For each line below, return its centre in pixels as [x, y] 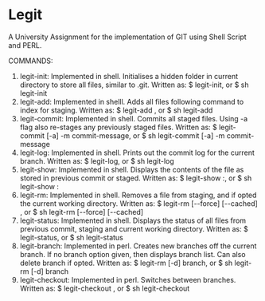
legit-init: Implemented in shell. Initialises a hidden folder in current [129, 76]
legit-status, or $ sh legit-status [71, 237]
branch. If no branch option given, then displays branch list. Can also [132, 254]
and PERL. [25, 45]
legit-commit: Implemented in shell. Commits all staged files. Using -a [134, 118]
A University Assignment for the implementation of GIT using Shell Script [127, 37]
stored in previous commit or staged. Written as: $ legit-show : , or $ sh [136, 178]
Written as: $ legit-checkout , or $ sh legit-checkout [105, 288]
